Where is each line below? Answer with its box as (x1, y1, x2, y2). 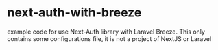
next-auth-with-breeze (7, 5, 142, 21)
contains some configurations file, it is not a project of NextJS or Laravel (7, 34, 212, 42)
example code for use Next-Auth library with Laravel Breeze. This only (7, 27, 206, 36)
